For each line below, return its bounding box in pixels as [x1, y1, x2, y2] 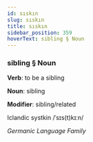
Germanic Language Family [7, 127, 86, 135]
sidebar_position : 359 [7, 29, 72, 36]
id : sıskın [7, 10, 39, 17]
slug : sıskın [7, 16, 45, 23]
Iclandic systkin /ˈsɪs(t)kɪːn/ [7, 114, 84, 122]
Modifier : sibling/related [7, 100, 76, 108]
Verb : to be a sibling [7, 73, 65, 82]
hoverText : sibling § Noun [7, 36, 85, 43]
